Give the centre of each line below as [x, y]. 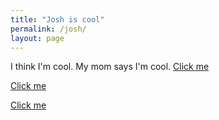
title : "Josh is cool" [57, 19]
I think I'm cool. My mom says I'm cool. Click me [110, 67]
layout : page [37, 38]
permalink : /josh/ [48, 29]
